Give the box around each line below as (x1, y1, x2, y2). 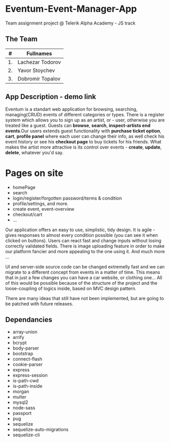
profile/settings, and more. (12, 200, 69, 207)
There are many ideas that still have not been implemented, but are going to (5, 295, 164, 301)
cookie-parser (12, 361, 43, 367)
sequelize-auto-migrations (12, 427, 69, 433)
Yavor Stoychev (17, 67, 55, 74)
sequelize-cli (12, 432, 40, 438)
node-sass (12, 405, 36, 411)
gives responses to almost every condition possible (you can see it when (5, 232, 158, 238)
